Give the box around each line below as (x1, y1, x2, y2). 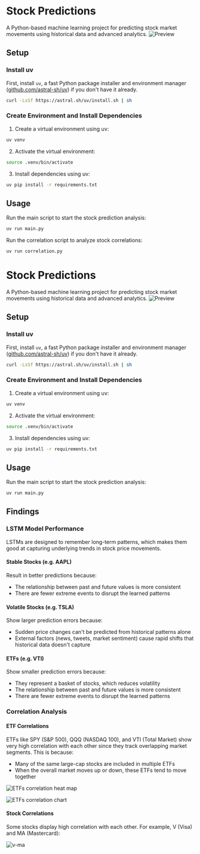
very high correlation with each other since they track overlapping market (6, 742, 187, 749)
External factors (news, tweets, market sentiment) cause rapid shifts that (14, 635, 194, 642)
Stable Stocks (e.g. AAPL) (6, 558, 72, 566)
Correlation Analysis (6, 708, 67, 716)
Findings (6, 507, 40, 517)
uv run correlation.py (6, 248, 63, 254)
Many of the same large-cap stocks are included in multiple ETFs (14, 760, 175, 767)
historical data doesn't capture (14, 641, 91, 648)
